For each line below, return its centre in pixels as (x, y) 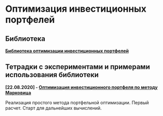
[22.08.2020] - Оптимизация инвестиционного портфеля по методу (81, 87)
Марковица (18, 92)
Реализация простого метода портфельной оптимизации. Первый (77, 102)
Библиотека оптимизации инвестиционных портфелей (67, 51)
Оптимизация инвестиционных (76, 9)
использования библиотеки (52, 75)
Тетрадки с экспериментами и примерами (78, 67)
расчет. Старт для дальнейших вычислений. (53, 108)
